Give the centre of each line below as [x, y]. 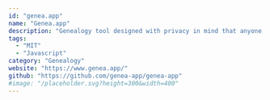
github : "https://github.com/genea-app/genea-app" [95, 76]
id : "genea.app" [36, 16]
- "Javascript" [41, 53]
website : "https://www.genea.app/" [68, 69]
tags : [17, 38]
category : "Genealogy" [46, 61]
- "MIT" [29, 46]
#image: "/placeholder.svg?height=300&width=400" [94, 83]
